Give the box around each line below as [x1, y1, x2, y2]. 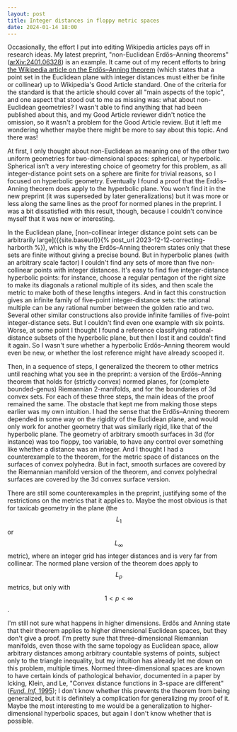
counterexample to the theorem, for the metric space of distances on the [7, 452, 219, 461]
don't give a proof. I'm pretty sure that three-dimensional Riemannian [7, 634, 209, 642]
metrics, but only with [7, 583, 71, 591]
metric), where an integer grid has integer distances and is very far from [7, 551, 218, 560]
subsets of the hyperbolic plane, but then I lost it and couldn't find [34, 333, 226, 342]
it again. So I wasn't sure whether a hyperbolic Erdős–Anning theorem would [7, 341, 230, 350]
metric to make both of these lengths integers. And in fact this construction [7, 288, 226, 297]
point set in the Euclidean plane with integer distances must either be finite [7, 73, 225, 81]
